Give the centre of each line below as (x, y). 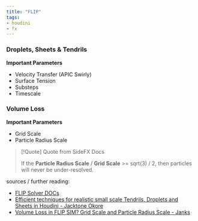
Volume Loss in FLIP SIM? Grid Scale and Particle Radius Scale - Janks (103, 212)
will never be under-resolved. (57, 169)
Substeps (27, 87)
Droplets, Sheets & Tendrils (47, 50)
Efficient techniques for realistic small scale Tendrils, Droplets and (97, 199)
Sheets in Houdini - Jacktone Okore (59, 205)
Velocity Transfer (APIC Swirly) (53, 74)
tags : (13, 17)
